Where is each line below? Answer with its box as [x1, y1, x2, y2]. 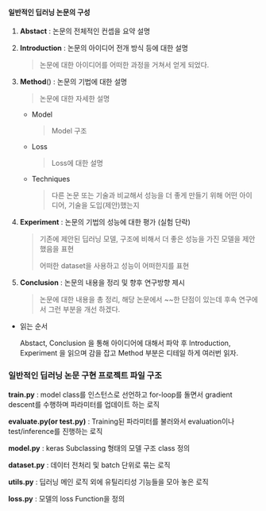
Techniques [31, 175, 71, 184]
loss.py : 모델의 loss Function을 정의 [8, 494, 125, 503]
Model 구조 [51, 126, 87, 136]
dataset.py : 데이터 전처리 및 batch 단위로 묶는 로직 [8, 460, 171, 470]
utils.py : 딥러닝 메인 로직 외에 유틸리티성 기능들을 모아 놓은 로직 [8, 477, 209, 486]
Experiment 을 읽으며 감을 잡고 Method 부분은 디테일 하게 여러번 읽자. [19, 348, 239, 358]
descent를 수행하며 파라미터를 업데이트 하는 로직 [8, 399, 160, 409]
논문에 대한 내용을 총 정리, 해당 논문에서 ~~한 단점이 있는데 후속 [39, 294, 237, 305]
